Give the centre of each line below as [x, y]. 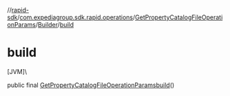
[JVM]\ [17, 71]
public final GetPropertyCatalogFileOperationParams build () [91, 85]
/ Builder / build [55, 25]
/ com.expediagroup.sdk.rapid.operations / [76, 17]
